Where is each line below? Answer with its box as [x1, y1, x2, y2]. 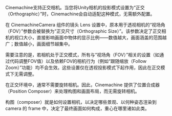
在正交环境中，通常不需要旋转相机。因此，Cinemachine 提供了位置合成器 [5, 82, 160, 88]
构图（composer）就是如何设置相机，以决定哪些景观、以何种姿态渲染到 [5, 99, 157, 105]
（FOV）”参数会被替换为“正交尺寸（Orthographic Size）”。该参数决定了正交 [5, 28, 162, 34]
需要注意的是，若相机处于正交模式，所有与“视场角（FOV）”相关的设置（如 [5, 52, 160, 58]
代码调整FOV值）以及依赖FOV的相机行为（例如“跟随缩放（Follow [9, 58, 147, 64]
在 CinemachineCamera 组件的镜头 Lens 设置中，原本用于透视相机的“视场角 [5, 22, 165, 28]
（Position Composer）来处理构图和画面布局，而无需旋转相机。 [5, 88, 140, 94]
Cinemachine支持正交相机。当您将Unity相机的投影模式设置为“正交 [5, 5, 145, 10]
